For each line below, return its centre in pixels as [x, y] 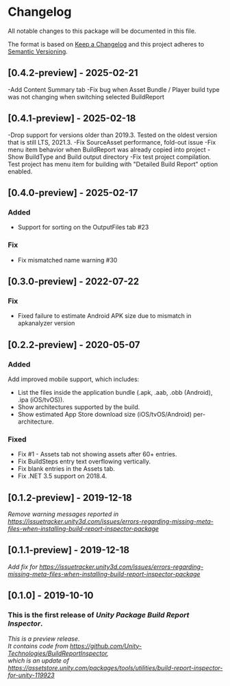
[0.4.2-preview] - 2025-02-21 [73, 73]
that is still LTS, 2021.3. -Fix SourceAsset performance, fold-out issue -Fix [112, 142]
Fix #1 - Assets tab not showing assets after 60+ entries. [97, 454]
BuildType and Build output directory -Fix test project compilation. [118, 157]
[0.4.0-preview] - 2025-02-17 [73, 193]
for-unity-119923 [31, 675]
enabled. [20, 171]
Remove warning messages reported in [63, 514]
